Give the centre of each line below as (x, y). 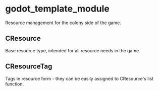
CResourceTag (29, 67)
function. (15, 84)
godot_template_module (57, 9)
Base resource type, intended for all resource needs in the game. (73, 50)
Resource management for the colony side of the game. (63, 23)
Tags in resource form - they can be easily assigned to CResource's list (79, 78)
